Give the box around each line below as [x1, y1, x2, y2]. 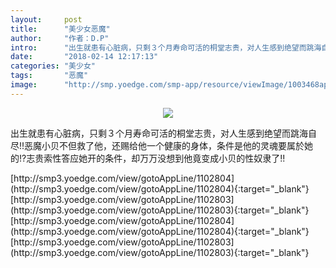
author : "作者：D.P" [10, 33, 110, 43]
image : [10, 80, 38, 90]
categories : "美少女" [10, 61, 96, 71]
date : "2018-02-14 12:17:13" [10, 52, 159, 62]
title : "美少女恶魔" [10, 24, 111, 34]
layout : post [10, 14, 83, 25]
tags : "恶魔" [10, 71, 89, 81]
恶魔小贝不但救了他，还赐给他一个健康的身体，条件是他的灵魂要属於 [24, 139, 305, 151]
